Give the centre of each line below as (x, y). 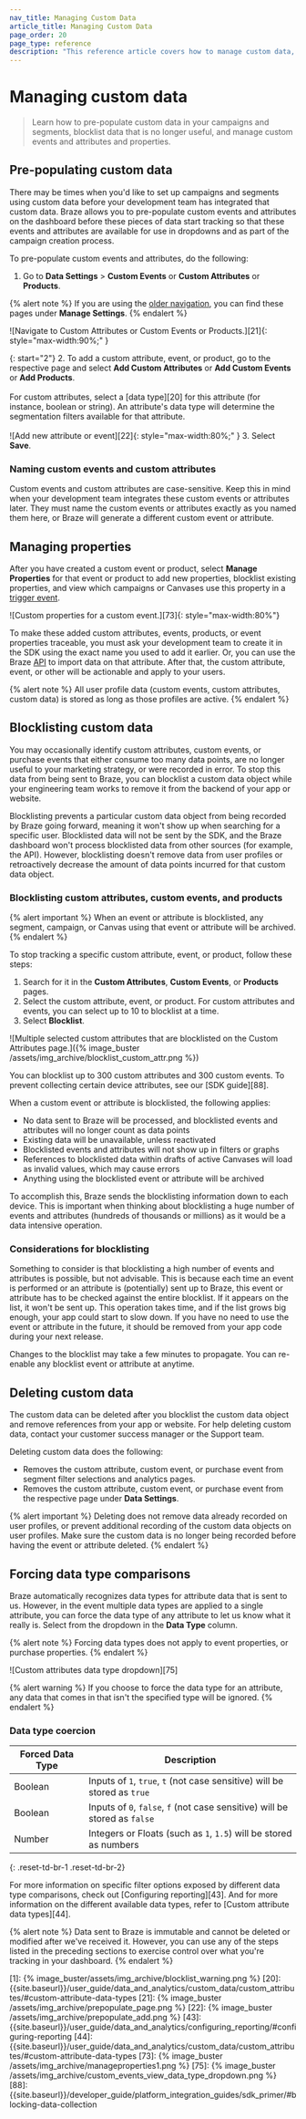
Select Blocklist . (53, 1021)
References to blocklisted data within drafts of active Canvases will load (158, 1159)
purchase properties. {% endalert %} (79, 1653)
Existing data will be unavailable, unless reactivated (119, 1140)
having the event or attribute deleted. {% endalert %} (109, 1545)
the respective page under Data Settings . (101, 1499)
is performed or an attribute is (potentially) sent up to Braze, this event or (147, 1288)
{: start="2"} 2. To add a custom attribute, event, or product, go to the (140, 358)
